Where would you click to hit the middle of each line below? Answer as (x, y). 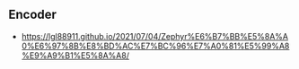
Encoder (33, 15)
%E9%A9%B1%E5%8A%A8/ (75, 55)
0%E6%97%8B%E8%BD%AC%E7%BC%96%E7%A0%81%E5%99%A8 (155, 46)
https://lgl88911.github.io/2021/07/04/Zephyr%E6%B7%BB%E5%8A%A (155, 36)
